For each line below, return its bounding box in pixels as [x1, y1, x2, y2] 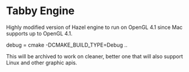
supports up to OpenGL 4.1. [6, 30, 73, 37]
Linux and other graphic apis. [6, 59, 77, 66]
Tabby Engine [6, 4, 75, 18]
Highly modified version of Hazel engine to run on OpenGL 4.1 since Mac [6, 24, 183, 31]
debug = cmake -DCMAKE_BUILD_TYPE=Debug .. [6, 41, 128, 48]
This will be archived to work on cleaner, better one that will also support [6, 53, 183, 60]
